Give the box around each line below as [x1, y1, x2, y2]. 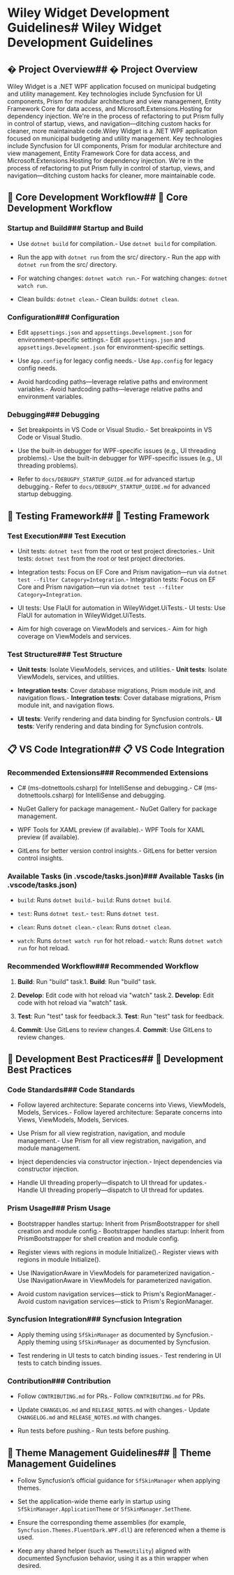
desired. [17, 1561, 42, 1569]
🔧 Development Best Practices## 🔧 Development [7, 1053, 224, 1065]
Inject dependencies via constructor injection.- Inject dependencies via [17, 1158, 222, 1166]
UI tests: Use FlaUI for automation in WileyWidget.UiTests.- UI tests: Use [17, 603, 226, 612]
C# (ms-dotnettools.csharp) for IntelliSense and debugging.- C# [17, 783, 203, 792]
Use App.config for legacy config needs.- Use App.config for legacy [17, 356, 214, 365]
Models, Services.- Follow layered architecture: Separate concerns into [17, 1108, 223, 1117]
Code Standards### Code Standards [7, 1084, 135, 1094]
